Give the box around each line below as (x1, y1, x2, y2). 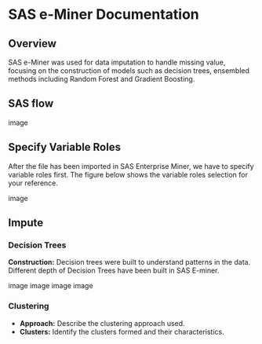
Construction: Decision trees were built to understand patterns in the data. (8, 258, 251, 267)
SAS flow (8, 97, 54, 111)
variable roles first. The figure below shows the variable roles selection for (8, 170, 249, 179)
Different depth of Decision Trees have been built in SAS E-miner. (8, 265, 220, 276)
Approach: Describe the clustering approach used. (19, 318, 186, 328)
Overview (8, 37, 57, 50)
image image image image (8, 281, 93, 291)
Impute (8, 216, 44, 229)
